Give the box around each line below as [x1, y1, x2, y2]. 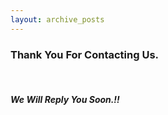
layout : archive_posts [10, 14, 105, 25]
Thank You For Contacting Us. [10, 47, 160, 61]
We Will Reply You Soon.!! [10, 93, 120, 105]
